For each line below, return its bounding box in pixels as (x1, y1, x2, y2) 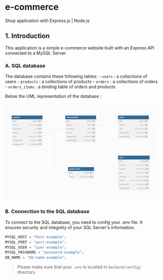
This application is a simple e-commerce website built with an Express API (5, 45, 155, 50)
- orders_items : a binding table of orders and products (5, 84, 116, 90)
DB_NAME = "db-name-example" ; (5, 255, 67, 260)
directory (17, 269, 36, 275)
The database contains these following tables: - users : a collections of (5, 73, 147, 79)
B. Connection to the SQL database (5, 208, 90, 215)
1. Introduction (5, 32, 50, 40)
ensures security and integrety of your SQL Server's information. (5, 224, 136, 230)
